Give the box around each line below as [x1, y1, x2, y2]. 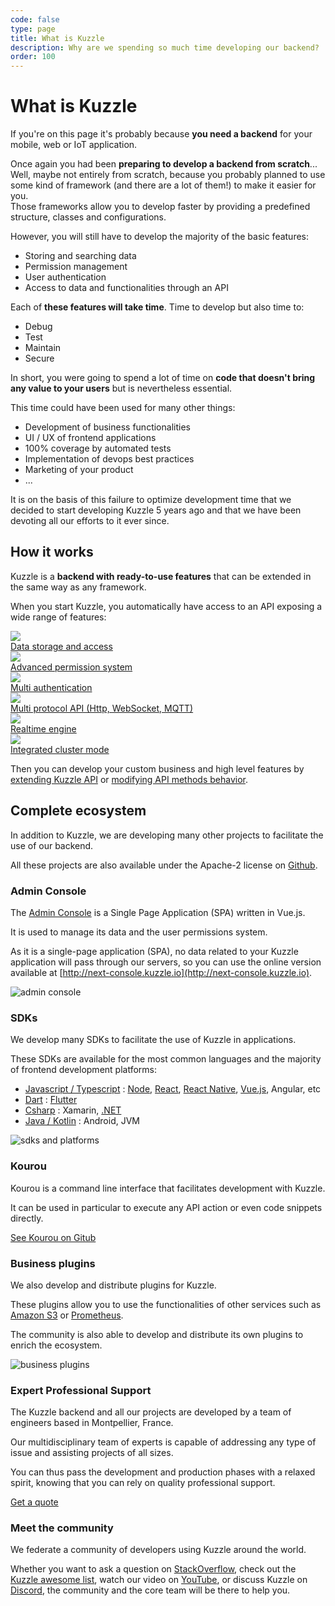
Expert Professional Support [10, 1383, 152, 1397]
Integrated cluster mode [10, 743, 110, 755]
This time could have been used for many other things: [10, 402, 236, 414]
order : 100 [10, 52, 56, 62]
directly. [10, 1212, 44, 1224]
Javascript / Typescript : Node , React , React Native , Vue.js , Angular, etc [24, 1083, 322, 1095]
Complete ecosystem [10, 802, 147, 820]
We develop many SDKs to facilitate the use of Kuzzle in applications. [10, 1034, 297, 1046]
